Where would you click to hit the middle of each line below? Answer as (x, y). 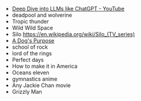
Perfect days (28, 60)
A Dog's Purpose (33, 41)
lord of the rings (32, 53)
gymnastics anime (35, 79)
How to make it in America (45, 66)
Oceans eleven (30, 72)
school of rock (30, 47)
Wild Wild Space (32, 28)
